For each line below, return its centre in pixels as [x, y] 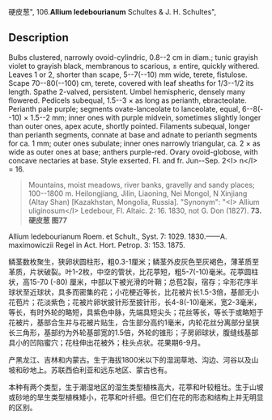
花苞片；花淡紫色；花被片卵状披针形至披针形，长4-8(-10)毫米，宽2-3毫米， [135, 302]
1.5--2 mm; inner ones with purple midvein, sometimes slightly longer [146, 117]
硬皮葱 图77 [47, 220]
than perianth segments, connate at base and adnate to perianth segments [133, 134]
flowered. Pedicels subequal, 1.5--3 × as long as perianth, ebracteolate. [127, 100]
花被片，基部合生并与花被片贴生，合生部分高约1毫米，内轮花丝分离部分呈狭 [134, 322]
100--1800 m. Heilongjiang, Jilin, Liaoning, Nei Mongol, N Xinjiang [138, 193]
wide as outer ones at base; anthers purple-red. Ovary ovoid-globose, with [134, 151]
